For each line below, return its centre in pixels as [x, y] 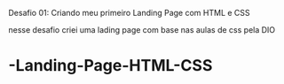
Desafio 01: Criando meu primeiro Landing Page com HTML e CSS [129, 13]
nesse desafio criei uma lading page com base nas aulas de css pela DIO [142, 30]
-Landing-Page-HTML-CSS [110, 66]
